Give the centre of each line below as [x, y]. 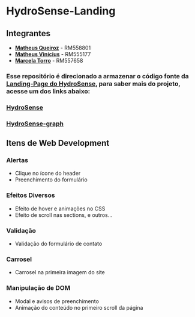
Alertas [17, 160]
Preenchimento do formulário [51, 180]
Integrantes [28, 33]
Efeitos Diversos [31, 195]
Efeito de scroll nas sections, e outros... [64, 215]
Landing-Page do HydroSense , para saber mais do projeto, [93, 84]
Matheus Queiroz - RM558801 [53, 48]
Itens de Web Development [58, 143]
